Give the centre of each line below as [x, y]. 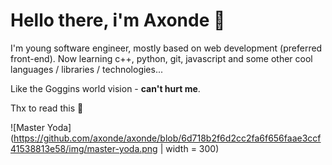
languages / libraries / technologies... [87, 69]
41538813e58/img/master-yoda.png [84, 148]
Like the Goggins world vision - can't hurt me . [105, 88]
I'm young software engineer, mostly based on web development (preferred [166, 48]
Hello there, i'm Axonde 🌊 [118, 20]
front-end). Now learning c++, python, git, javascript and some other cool [161, 58]
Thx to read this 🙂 [47, 108]
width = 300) [192, 148]
